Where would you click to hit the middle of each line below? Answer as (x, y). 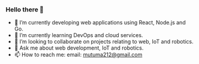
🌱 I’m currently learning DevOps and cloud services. (79, 35)
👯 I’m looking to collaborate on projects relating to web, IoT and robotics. (104, 42)
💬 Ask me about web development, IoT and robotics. (79, 48)
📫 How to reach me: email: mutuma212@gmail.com (78, 55)
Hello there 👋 (25, 10)
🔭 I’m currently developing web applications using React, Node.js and (100, 23)
